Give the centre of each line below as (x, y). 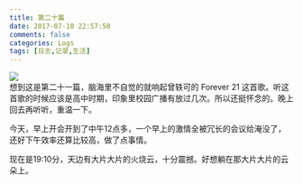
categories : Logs (42, 43)
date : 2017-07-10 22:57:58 (60, 26)
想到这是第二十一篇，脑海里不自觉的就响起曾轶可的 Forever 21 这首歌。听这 (150, 87)
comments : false (40, 34)
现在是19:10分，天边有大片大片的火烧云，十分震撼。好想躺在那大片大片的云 (149, 160)
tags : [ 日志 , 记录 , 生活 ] (50, 51)
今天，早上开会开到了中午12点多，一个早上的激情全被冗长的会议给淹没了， (148, 129)
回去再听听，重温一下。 (53, 110)
